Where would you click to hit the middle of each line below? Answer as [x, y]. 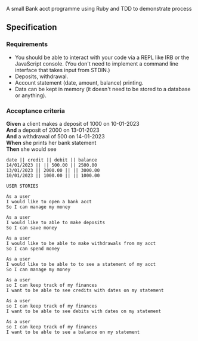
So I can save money [32, 228]
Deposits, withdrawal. [41, 76]
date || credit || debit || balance [52, 160]
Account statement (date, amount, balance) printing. [79, 82]
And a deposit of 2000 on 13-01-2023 [53, 130]
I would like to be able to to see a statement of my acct [81, 264]
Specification [32, 27]
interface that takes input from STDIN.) [62, 70]
